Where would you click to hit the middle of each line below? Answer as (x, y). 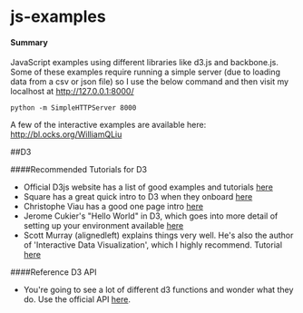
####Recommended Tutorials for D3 (79, 170)
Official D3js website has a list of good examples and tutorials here (148, 187)
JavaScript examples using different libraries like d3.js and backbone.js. (145, 63)
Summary (29, 42)
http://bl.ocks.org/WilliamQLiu (66, 134)
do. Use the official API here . (77, 299)
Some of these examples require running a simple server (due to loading (145, 72)
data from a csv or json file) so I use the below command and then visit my (150, 82)
